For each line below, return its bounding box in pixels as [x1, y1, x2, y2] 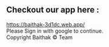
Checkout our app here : [6, 5, 100, 15]
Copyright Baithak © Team [6, 33, 73, 41]
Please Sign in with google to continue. [6, 27, 104, 34]
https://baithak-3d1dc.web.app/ [6, 20, 85, 28]
